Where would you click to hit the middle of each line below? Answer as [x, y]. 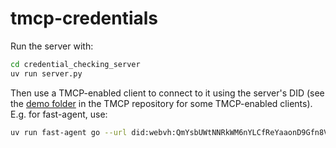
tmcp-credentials [84, 18]
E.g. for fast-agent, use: [59, 114]
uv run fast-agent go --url [69, 132]
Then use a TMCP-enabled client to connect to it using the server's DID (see [167, 93]
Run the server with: [52, 46]
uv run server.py [46, 73]
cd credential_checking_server [75, 64]
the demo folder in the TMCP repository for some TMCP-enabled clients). [161, 103]
